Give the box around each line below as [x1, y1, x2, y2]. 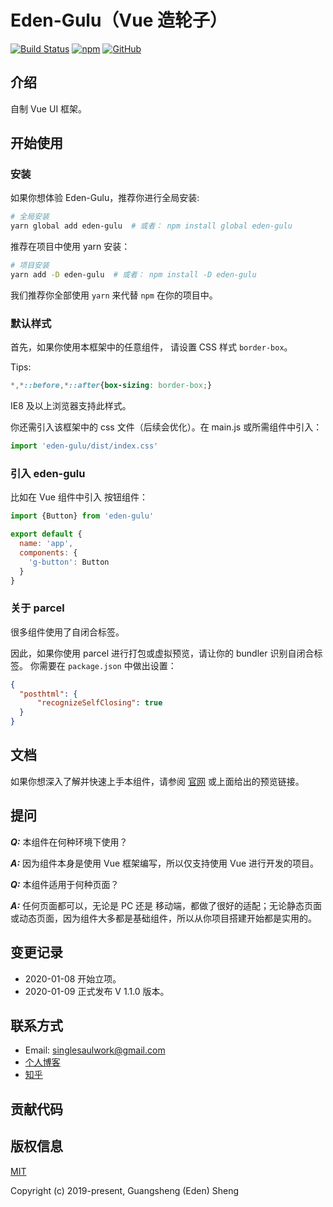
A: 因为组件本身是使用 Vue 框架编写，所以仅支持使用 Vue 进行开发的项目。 [10, 857, 320, 869]
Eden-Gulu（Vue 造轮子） [10, 9, 228, 32]
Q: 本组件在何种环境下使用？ [10, 836, 128, 848]
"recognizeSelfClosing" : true [36, 698, 163, 708]
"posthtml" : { [19, 689, 78, 699]
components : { [19, 547, 78, 558]
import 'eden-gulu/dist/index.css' [10, 441, 159, 451]
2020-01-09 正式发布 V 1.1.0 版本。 [24, 985, 170, 997]
